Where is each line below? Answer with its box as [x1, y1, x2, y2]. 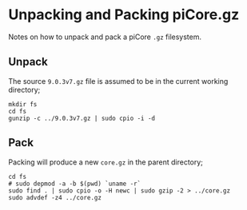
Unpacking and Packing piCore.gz [8, 6, 240, 24]
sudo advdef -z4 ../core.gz [8, 193, 102, 201]
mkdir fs [8, 100, 38, 109]
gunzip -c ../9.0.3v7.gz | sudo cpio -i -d [8, 114, 156, 122]
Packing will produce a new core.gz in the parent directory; [8, 157, 204, 167]
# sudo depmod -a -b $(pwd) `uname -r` [8, 180, 141, 188]
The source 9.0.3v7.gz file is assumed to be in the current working [8, 76, 229, 85]
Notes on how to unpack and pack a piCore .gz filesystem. [8, 32, 202, 42]
